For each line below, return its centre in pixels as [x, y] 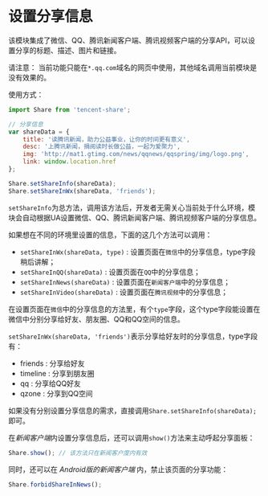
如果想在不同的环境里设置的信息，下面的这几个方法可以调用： [110, 235]
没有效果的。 [29, 77]
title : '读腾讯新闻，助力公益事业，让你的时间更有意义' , [106, 139]
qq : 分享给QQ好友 [51, 383]
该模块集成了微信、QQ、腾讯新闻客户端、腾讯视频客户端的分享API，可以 [128, 40]
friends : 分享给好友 [53, 363]
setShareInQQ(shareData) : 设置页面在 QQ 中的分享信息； [110, 272]
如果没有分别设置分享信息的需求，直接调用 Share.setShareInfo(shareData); [132, 410]
